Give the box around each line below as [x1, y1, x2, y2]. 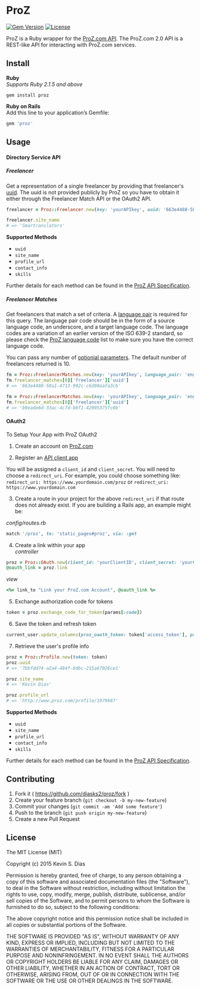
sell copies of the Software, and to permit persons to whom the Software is [6, 897, 190, 904]
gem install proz [6, 92, 49, 98]
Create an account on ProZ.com [14, 442, 93, 449]
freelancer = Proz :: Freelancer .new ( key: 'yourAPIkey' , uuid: [6, 206, 161, 212]
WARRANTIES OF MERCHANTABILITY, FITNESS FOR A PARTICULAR [6, 945, 174, 953]
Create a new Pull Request [14, 815, 80, 823]
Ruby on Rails [6, 103, 40, 110]
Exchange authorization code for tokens [14, 598, 113, 605]
